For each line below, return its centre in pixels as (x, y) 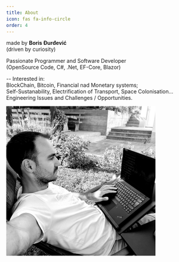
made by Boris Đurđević (36, 43)
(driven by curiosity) (31, 49)
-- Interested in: (25, 79)
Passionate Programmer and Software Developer (66, 61)
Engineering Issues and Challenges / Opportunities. (70, 98)
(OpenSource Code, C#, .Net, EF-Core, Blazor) (64, 67)
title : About (22, 13)
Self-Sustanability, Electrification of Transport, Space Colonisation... (90, 92)
